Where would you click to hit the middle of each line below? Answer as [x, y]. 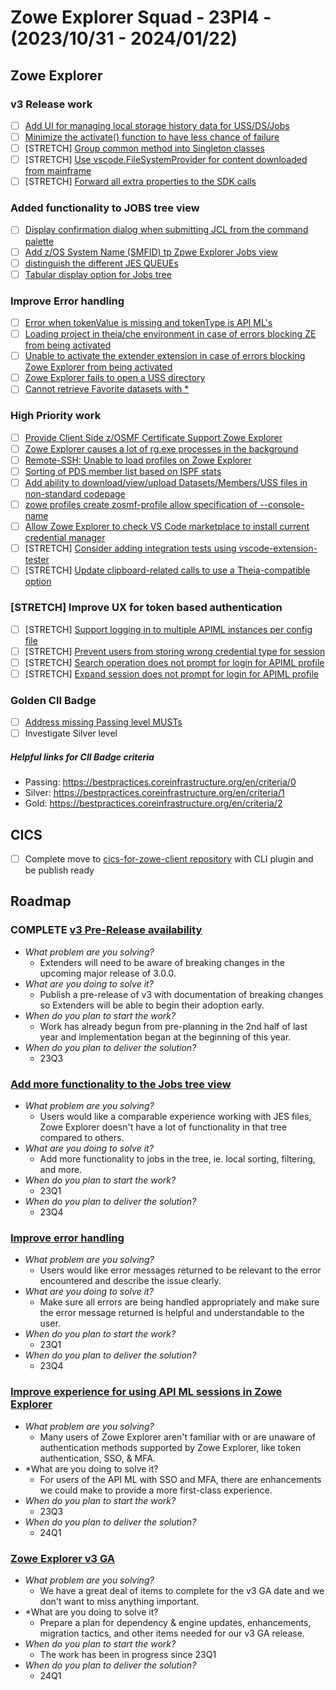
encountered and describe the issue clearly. [130, 1281]
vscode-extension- [278, 548]
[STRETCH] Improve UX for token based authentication [146, 608]
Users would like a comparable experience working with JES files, [175, 1116]
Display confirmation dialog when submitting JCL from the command [166, 230]
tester [37, 560]
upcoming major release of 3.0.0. [108, 973]
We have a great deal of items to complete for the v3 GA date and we [182, 1590]
